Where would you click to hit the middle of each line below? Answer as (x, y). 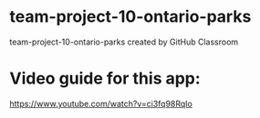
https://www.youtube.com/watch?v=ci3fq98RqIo (101, 103)
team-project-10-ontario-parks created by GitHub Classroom (124, 42)
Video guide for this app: (105, 79)
